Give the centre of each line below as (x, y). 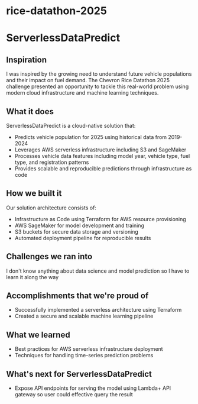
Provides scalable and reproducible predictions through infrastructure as (103, 169)
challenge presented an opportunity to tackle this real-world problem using (98, 86)
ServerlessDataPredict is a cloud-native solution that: (71, 126)
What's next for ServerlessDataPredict (79, 374)
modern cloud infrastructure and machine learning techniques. (82, 93)
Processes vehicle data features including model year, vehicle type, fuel (102, 156)
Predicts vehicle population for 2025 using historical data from (91, 137)
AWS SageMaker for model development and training (79, 225)
